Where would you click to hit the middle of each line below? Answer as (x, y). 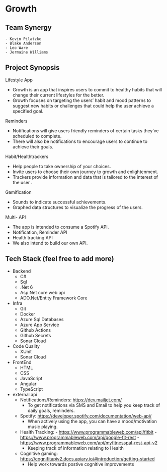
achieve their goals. (33, 146)
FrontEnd (22, 362)
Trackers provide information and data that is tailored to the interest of (85, 177)
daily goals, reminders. (51, 410)
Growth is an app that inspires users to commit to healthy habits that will (87, 89)
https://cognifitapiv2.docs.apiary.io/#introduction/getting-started (87, 459)
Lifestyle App (19, 80)
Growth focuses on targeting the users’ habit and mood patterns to (82, 100)
